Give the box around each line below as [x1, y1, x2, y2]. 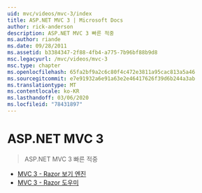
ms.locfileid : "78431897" [7, 101, 82, 108]
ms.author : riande [7, 36, 61, 43]
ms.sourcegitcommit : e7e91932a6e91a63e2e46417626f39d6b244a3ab [7, 75, 196, 82]
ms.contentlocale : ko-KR [7, 88, 80, 95]
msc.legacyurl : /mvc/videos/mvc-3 [7, 56, 108, 63]
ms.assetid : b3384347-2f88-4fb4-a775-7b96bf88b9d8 [7, 49, 158, 56]
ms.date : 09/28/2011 [7, 43, 68, 49]
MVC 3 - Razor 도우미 [17, 178, 79, 187]
